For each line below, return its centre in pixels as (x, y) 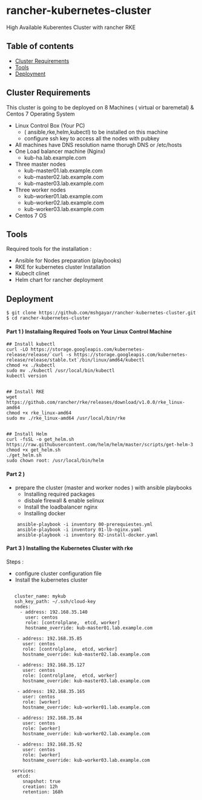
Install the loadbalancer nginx (61, 507)
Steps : (15, 561)
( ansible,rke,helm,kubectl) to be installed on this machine (96, 132)
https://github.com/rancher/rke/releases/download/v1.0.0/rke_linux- (96, 403)
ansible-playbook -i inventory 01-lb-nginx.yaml (80, 530)
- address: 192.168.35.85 (50, 639)
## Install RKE (25, 392)
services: (24, 771)
